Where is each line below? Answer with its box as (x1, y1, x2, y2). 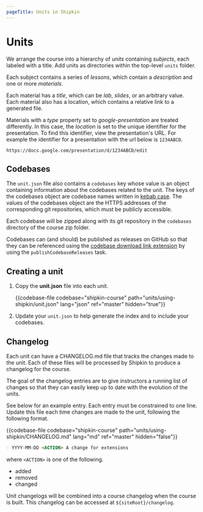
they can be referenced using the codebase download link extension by (6, 242, 185, 250)
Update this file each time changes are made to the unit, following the (6, 408, 180, 415)
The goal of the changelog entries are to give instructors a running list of (6, 377, 188, 384)
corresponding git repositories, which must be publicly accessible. (6, 206, 173, 213)
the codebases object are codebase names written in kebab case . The (6, 193, 182, 200)
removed (15, 474, 38, 481)
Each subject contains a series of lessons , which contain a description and (6, 73, 193, 81)
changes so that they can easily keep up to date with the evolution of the (6, 384, 188, 391)
